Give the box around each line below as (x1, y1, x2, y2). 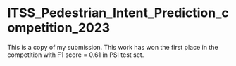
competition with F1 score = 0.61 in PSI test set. (7, 51, 144, 59)
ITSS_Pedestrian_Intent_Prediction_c (7, 5, 229, 21)
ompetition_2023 (7, 20, 111, 36)
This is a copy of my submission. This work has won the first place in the (7, 43, 218, 51)
